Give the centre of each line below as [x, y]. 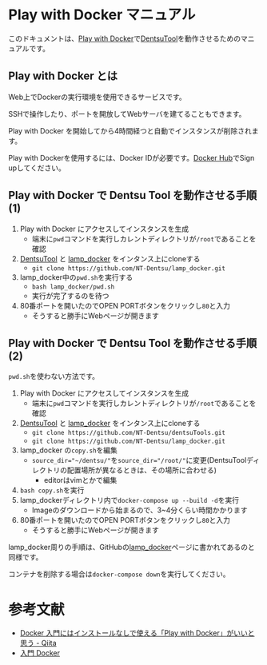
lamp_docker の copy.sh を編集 [69, 450]
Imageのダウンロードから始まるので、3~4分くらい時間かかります [139, 510]
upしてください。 [37, 168]
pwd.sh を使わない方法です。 [54, 376]
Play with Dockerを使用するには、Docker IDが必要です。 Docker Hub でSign [132, 157]
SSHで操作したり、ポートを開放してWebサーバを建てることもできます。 [127, 113]
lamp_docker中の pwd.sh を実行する [76, 277]
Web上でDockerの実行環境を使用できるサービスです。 [97, 97]
